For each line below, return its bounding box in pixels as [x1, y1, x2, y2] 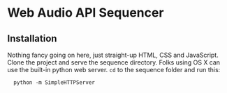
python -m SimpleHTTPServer [13, 79, 96, 86]
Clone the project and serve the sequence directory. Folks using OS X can [7, 58, 221, 67]
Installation [7, 33, 57, 44]
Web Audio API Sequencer [7, 5, 164, 21]
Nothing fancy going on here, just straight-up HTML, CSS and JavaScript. [7, 51, 219, 59]
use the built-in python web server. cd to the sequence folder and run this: [7, 66, 221, 74]
